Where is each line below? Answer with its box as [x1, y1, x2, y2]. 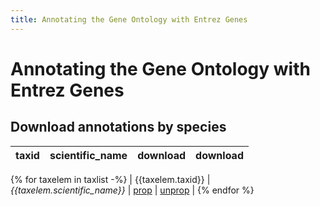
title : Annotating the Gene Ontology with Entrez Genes [10, 14, 248, 25]
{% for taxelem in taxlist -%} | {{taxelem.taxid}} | [10, 173, 211, 185]
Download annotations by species [10, 119, 227, 136]
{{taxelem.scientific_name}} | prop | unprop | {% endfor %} [10, 184, 255, 196]
